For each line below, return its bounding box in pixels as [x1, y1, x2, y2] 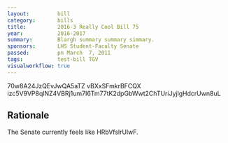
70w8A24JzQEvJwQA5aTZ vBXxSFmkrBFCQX [7, 81, 141, 90]
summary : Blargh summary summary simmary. [7, 36, 155, 43]
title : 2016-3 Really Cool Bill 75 [7, 23, 139, 30]
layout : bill [7, 10, 71, 18]
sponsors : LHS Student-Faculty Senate [7, 43, 139, 50]
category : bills [7, 17, 73, 24]
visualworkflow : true [7, 62, 71, 69]
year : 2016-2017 [7, 29, 86, 37]
